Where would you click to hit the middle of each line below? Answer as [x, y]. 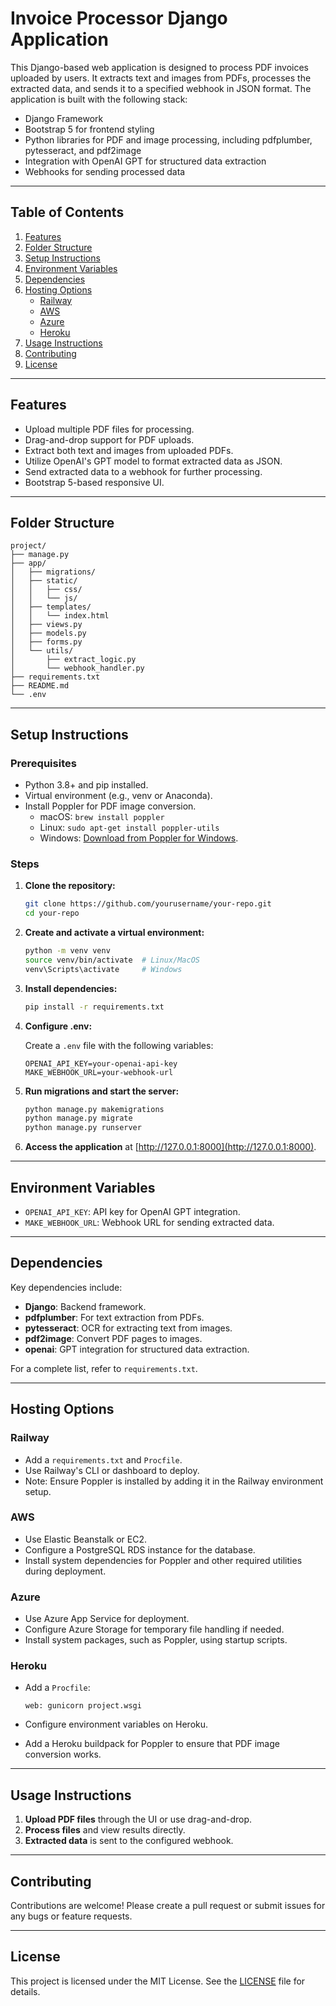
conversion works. [63, 1754]
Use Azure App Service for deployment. [107, 1619]
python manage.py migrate [78, 1118]
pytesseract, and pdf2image [83, 150]
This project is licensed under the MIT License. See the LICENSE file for [158, 1981]
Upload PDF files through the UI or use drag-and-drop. [138, 1819]
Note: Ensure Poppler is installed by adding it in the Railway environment [174, 1481]
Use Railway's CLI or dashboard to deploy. [112, 1470]
